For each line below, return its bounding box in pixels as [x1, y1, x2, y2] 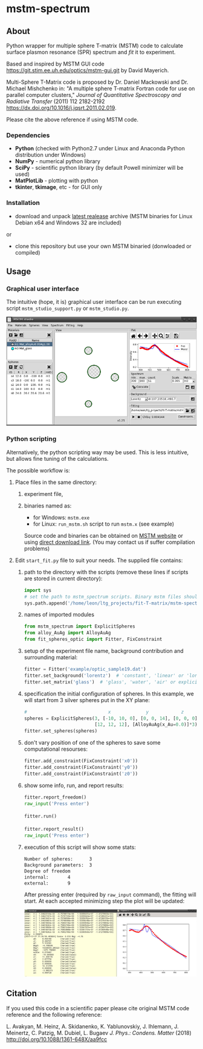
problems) [24, 545, 50, 552]
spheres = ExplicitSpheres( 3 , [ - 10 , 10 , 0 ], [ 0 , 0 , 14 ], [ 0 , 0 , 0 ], [24, 715, 201, 722]
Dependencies [6, 131, 50, 139]
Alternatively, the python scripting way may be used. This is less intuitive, [6, 448, 189, 456]
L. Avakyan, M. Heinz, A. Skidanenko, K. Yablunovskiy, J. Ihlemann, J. [6, 1022, 179, 1030]
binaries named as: [24, 502, 72, 509]
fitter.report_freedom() [24, 794, 87, 800]
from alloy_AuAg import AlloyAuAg [24, 630, 111, 636]
